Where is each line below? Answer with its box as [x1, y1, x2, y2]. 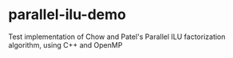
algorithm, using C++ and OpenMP [8, 40, 123, 49]
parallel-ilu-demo [8, 6, 126, 24]
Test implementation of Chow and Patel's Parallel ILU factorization [8, 32, 226, 41]
